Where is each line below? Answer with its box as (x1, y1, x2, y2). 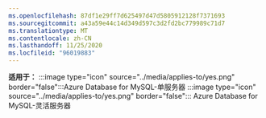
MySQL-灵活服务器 (8, 101, 71, 110)
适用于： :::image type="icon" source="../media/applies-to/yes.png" (8, 72, 235, 81)
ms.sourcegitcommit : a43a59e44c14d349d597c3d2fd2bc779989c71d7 (8, 19, 226, 27)
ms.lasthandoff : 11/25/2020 (8, 42, 103, 50)
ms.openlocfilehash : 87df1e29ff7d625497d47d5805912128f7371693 (8, 11, 226, 20)
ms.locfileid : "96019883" (8, 49, 95, 57)
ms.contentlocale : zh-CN (8, 34, 92, 43)
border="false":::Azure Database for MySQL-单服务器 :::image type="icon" (8, 82, 256, 92)
